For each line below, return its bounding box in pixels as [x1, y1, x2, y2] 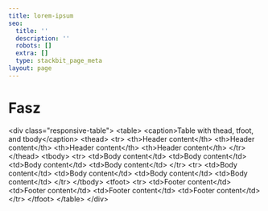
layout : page [8, 64, 52, 72]
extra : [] [15, 49, 48, 57]
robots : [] [15, 42, 52, 50]
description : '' [15, 34, 70, 43]
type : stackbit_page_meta [15, 57, 103, 65]
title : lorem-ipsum [8, 11, 74, 20]
